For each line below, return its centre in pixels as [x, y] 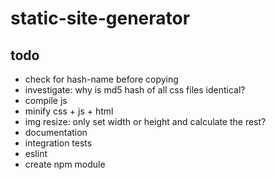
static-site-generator [100, 18]
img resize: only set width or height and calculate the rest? [145, 121]
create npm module [65, 164]
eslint [36, 153]
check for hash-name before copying [101, 79]
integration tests [58, 143]
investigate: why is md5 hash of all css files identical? [135, 90]
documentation [56, 132]
